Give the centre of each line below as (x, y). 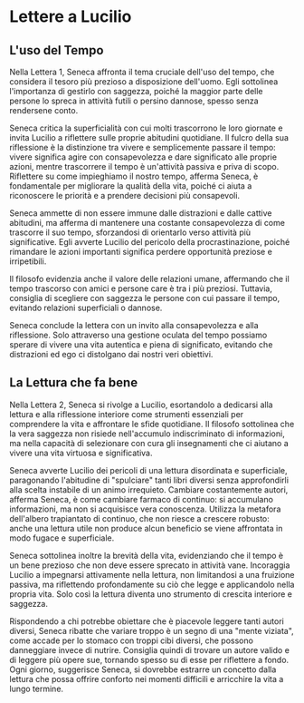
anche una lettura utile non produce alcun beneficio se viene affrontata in (146, 528)
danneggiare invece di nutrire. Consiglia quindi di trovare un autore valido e (149, 649)
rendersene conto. (44, 110)
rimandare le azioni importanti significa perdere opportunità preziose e (141, 252)
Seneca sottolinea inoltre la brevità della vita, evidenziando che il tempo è (147, 555)
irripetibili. (28, 261)
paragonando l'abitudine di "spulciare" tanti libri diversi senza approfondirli (149, 480)
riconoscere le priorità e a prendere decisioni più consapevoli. (125, 195)
